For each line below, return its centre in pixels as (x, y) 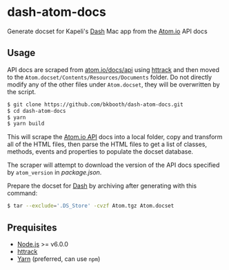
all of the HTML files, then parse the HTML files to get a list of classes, (107, 144)
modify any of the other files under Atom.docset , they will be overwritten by (113, 84)
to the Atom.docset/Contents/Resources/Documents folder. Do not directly (110, 77)
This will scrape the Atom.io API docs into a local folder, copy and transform (115, 137)
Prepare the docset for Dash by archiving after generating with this (102, 186)
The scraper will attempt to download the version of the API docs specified (113, 165)
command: (22, 193)
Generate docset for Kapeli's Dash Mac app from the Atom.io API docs (108, 31)
